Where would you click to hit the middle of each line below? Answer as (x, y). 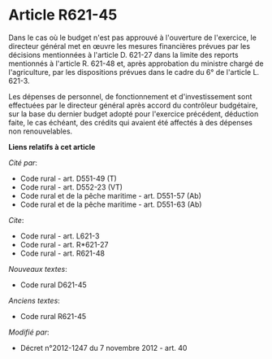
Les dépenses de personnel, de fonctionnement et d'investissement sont (130, 96)
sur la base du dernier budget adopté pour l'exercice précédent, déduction (134, 114)
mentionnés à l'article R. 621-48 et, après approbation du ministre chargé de (136, 63)
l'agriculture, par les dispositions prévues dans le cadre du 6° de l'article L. (134, 72)
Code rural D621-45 (53, 285)
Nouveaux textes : (38, 269)
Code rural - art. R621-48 (63, 253)
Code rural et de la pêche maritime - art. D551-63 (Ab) (111, 204)
